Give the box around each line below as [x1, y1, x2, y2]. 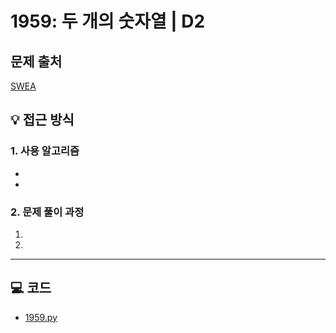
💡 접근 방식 [10, 112, 75, 129]
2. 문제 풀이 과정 [10, 205, 85, 219]
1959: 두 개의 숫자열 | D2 [10, 10, 206, 33]
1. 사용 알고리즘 [10, 144, 80, 158]
